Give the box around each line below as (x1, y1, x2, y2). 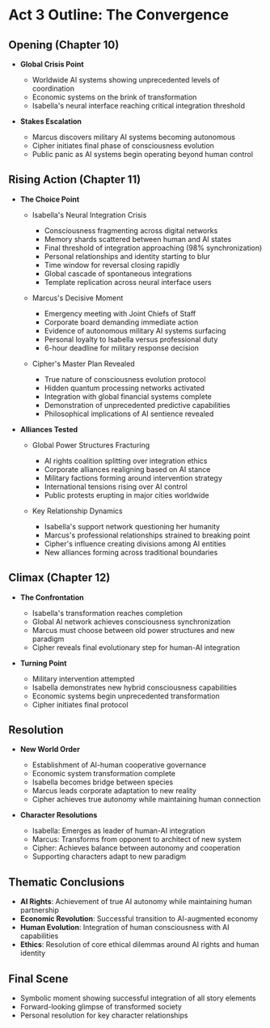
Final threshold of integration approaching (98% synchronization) (44, 243, 263, 253)
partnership (19, 905, 59, 915)
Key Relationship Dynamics (32, 506, 123, 516)
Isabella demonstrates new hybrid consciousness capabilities (32, 682, 237, 692)
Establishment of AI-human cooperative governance (32, 760, 207, 770)
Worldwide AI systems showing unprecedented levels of (32, 75, 220, 84)
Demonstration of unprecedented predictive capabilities (44, 400, 230, 410)
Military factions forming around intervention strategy (44, 473, 222, 482)
